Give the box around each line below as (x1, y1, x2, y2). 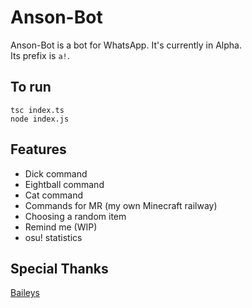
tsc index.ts (10, 105, 65, 115)
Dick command (24, 167, 88, 180)
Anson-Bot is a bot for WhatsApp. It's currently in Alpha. (10, 39, 242, 51)
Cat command (24, 189, 84, 201)
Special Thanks (10, 260, 109, 277)
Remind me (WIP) (24, 221, 98, 233)
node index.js (10, 114, 70, 124)
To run (10, 79, 52, 96)
